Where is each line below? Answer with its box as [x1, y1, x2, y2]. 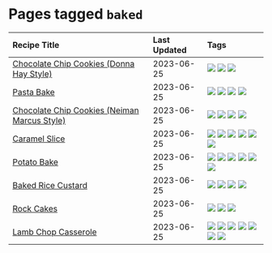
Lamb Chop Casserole [12, 226, 97, 238]
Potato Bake [12, 156, 59, 167]
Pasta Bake [12, 86, 55, 97]
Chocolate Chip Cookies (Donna [12, 58, 135, 69]
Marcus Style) [12, 114, 66, 126]
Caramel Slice [12, 133, 66, 144]
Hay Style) [12, 68, 53, 79]
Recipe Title [12, 39, 60, 50]
